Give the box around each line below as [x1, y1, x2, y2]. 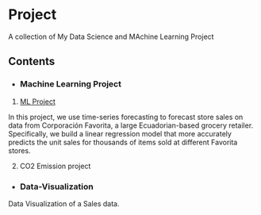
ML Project [19, 97, 56, 106]
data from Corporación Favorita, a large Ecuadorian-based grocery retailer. [8, 121, 254, 130]
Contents [8, 55, 56, 68]
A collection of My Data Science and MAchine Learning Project [8, 32, 214, 41]
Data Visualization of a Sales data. [8, 198, 120, 208]
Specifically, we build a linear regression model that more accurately [8, 129, 232, 138]
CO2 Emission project [19, 161, 91, 171]
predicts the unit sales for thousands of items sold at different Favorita [8, 137, 238, 147]
